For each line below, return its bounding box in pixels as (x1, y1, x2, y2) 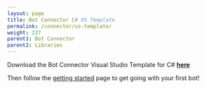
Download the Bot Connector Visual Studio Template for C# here (7, 61, 190, 68)
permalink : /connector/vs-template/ (7, 23, 112, 29)
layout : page (7, 10, 45, 17)
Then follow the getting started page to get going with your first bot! (7, 74, 200, 82)
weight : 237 (7, 29, 41, 36)
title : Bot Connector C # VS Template (7, 16, 115, 23)
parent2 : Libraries (7, 42, 63, 49)
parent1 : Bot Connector (7, 36, 76, 42)
